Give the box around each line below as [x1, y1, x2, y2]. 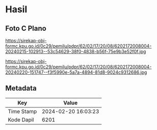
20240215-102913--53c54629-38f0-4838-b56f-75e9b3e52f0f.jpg [5, 49, 146, 54]
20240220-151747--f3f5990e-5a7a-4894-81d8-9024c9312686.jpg [5, 69, 147, 75]
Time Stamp [8, 107, 37, 115]
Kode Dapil [8, 116, 34, 123]
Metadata [5, 84, 37, 93]
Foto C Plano [5, 24, 47, 33]
